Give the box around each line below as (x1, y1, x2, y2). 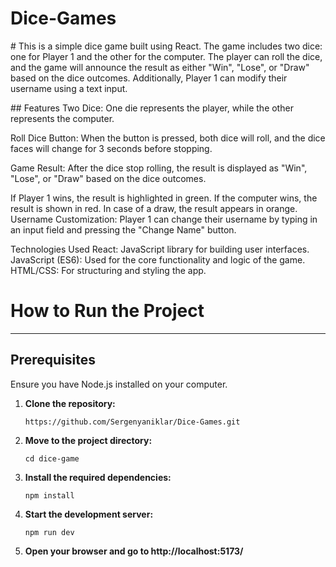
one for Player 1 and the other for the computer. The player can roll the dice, (10, 50, 323, 62)
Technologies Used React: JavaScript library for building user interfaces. (10, 243, 310, 255)
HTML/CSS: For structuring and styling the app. (10, 264, 207, 276)
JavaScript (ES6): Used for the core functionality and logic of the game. (10, 253, 306, 266)
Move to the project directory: (24, 434, 153, 446)
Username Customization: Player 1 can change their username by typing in (10, 213, 318, 225)
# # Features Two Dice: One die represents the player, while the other (10, 102, 294, 114)
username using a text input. (10, 82, 128, 94)
